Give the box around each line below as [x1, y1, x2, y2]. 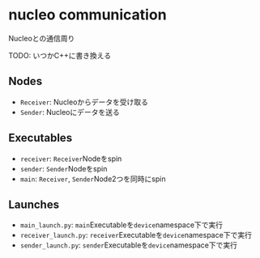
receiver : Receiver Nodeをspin [19, 154, 122, 163]
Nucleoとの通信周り [8, 33, 75, 43]
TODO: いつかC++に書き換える [8, 50, 112, 60]
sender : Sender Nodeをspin [19, 163, 108, 173]
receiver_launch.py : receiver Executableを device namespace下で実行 [19, 231, 253, 240]
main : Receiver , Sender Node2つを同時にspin [19, 174, 166, 184]
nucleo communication [8, 6, 168, 24]
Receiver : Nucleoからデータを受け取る [19, 97, 148, 107]
